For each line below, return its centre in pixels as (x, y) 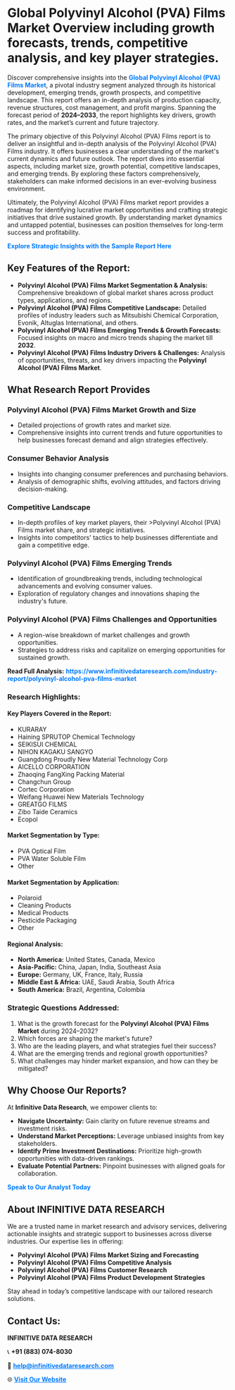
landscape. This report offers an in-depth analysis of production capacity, (114, 99)
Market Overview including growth (111, 28)
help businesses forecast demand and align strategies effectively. (113, 440)
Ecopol (27, 819)
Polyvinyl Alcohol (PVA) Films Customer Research (92, 1270)
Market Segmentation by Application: (63, 882)
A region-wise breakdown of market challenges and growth (103, 635)
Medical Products (43, 913)
